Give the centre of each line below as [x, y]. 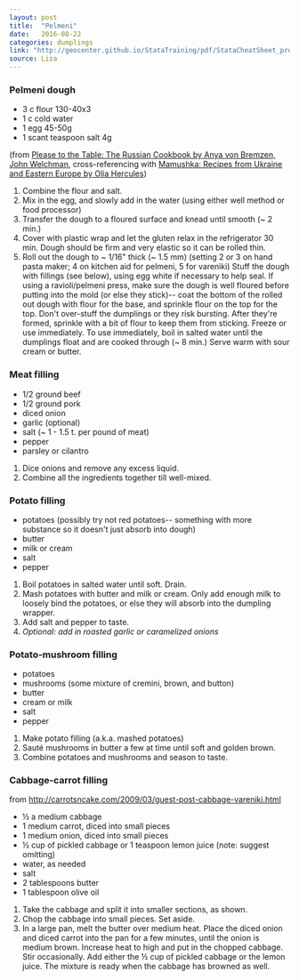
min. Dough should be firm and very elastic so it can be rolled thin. [144, 248]
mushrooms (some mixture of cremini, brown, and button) [128, 683]
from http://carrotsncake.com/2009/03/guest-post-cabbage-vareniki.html [145, 799]
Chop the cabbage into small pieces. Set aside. [109, 919]
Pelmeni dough [42, 90]
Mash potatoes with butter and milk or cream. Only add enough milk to [151, 593]
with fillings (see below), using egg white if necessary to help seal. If [148, 276]
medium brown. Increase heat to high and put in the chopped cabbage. [153, 947]
